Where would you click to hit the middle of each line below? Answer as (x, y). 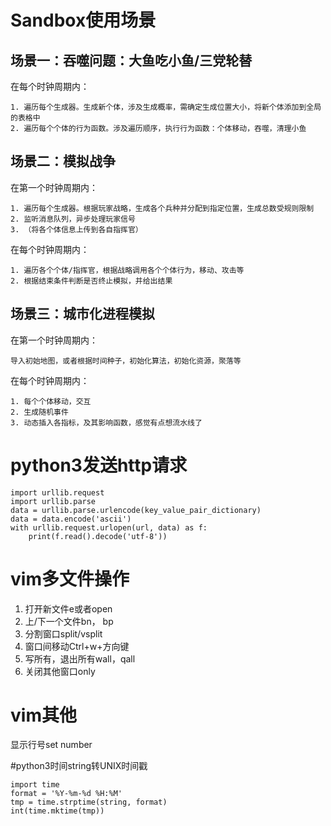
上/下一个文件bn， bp (69, 621)
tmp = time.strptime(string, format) (89, 802)
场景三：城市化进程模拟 (82, 314)
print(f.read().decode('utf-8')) (98, 536)
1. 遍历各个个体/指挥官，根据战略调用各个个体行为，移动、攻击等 (127, 270)
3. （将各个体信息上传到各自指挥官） (76, 229)
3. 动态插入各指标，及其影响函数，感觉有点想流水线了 (106, 422)
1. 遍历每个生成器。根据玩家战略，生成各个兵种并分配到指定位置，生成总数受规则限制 (162, 208)
